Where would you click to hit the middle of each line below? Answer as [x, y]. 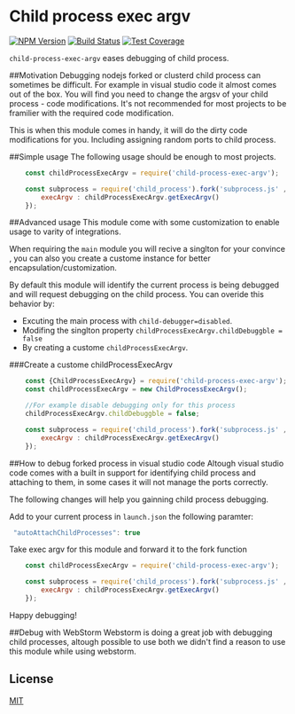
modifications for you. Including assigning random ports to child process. [143, 139]
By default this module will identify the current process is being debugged [144, 285]
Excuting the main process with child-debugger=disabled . [127, 321]
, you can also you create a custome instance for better [110, 258]
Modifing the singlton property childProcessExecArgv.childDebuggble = [152, 331]
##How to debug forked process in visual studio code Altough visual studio [147, 463]
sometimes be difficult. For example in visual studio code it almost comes [143, 84]
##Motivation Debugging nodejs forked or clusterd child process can [135, 75]
